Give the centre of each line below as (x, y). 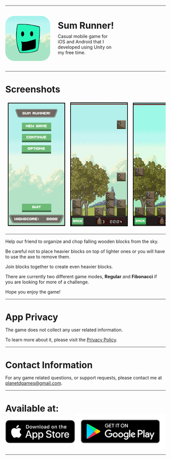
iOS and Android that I (81, 41)
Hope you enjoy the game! (33, 292)
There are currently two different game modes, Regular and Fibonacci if (81, 276)
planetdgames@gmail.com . (34, 383)
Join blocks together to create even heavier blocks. (59, 267)
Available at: (32, 409)
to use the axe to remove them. (38, 257)
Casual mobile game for (83, 36)
